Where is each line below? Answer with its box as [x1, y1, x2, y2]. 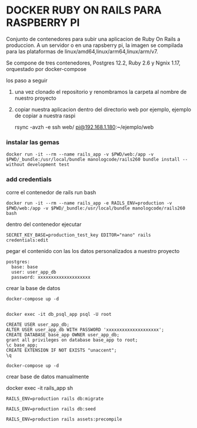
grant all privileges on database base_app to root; [6, 337, 138, 343]
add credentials [6, 176, 52, 184]
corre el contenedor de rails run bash [6, 188, 96, 196]
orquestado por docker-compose [6, 65, 87, 72]
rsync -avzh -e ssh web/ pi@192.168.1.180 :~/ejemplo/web [14, 123, 154, 130]
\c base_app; [6, 342, 38, 348]
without [6, 162, 25, 168]
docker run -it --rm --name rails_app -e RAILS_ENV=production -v [6, 200, 172, 206]
